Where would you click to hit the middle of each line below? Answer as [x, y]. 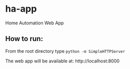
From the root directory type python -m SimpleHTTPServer [65, 51]
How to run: [24, 39]
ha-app [21, 9]
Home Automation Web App [35, 23]
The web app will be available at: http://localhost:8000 [62, 61]
